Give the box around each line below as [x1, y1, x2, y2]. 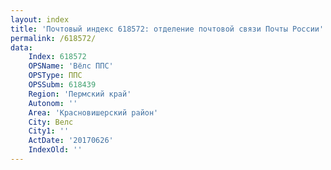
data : [10, 42, 33, 53]
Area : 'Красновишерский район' [28, 107, 159, 118]
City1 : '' [28, 126, 70, 136]
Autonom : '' [28, 98, 78, 108]
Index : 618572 [28, 52, 87, 62]
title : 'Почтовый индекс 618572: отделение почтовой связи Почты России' [10, 24, 325, 34]
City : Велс [28, 117, 74, 127]
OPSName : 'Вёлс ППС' [28, 61, 114, 71]
